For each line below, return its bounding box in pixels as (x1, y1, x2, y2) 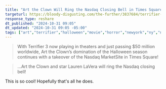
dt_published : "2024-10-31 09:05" (5, 21, 77, 26)
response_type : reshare (5, 16, 54, 21)
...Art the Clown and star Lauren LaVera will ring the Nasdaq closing (17, 63, 155, 69)
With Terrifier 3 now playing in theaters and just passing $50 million (17, 44, 155, 49)
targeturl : (5, 12, 28, 17)
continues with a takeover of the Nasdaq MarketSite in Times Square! (17, 54, 159, 59)
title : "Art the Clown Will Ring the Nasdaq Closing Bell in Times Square (5, 7, 163, 12)
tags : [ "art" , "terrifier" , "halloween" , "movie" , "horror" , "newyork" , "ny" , (5, 30, 158, 35)
